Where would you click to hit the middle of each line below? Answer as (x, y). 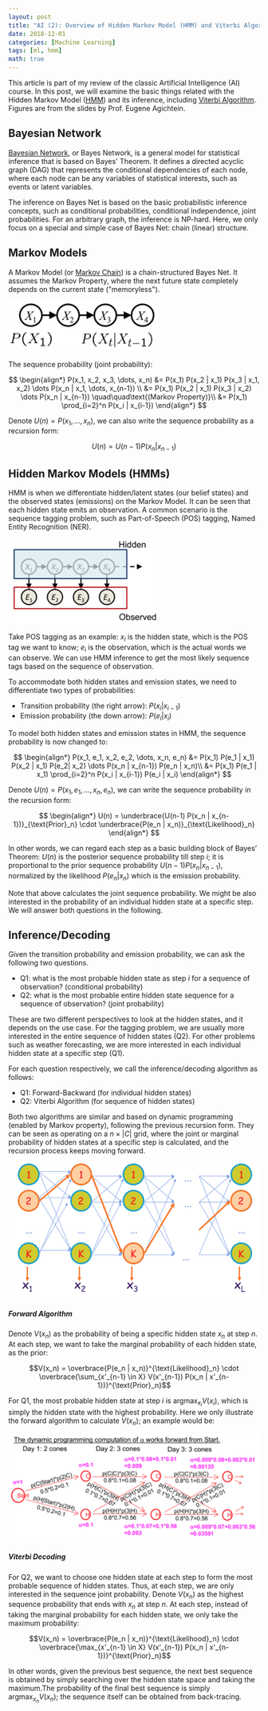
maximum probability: (44, 1623)
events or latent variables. (51, 186)
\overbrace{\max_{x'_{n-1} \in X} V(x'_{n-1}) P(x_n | (123, 1647)
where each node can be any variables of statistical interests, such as (123, 178)
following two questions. (49, 963)
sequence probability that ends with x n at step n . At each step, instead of (128, 1605)
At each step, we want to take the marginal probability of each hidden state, (133, 1344)
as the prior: (28, 1353)
